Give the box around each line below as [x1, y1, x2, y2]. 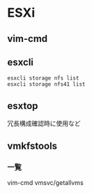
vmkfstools [7, 140, 58, 151]
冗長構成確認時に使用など [7, 119, 81, 128]
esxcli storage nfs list [7, 75, 79, 82]
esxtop [7, 100, 38, 112]
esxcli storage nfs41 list [7, 81, 86, 88]
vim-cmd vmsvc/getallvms [7, 178, 84, 186]
